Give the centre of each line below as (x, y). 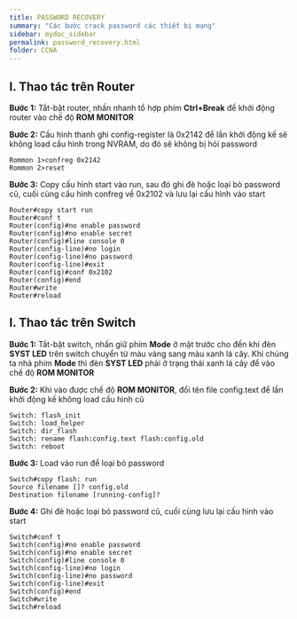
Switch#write (33, 599)
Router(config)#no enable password (75, 226)
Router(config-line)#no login (65, 249)
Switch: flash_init (45, 415)
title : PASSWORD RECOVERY (57, 17)
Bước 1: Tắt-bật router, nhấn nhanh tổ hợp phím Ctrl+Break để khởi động (142, 107)
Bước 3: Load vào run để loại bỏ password (87, 463)
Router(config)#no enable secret (71, 233)
